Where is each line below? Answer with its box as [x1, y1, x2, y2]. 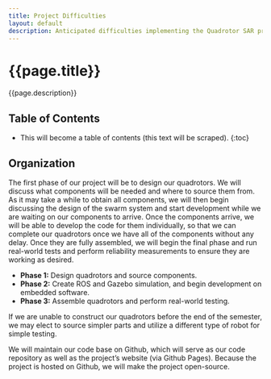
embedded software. [19, 287, 90, 297]
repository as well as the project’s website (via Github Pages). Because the [8, 352, 256, 363]
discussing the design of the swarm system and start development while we [8, 203, 261, 213]
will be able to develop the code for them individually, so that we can [8, 220, 236, 230]
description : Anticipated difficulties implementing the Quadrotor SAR [8, 27, 254, 35]
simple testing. [8, 328, 57, 339]
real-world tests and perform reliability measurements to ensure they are [8, 246, 250, 256]
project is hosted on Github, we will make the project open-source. [8, 361, 230, 371]
